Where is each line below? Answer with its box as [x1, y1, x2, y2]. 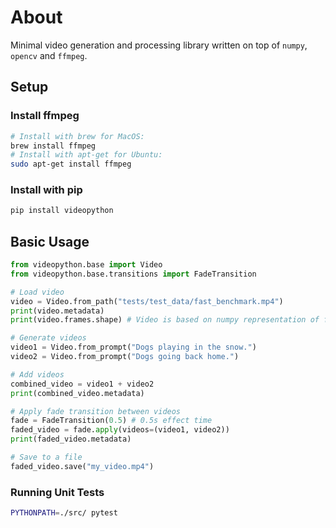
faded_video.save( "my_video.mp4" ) [10, 461, 155, 471]
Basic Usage [10, 233, 90, 250]
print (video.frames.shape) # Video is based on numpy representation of [10, 315, 320, 325]
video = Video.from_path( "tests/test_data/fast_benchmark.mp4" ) [10, 296, 284, 306]
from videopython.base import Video [10, 260, 163, 270]
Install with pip [10, 183, 83, 197]
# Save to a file [10, 452, 83, 463]
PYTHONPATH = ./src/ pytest [10, 508, 118, 518]
